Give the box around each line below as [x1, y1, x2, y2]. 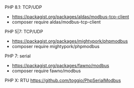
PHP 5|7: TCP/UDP [4, 29, 43, 34]
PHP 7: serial [4, 53, 31, 59]
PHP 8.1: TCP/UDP [4, 4, 42, 10]
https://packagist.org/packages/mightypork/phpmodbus [11, 38, 128, 44]
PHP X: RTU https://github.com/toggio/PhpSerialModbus [4, 78, 121, 83]
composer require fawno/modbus [11, 68, 81, 74]
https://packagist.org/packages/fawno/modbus [11, 63, 110, 68]
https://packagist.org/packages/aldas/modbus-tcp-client [11, 14, 130, 19]
